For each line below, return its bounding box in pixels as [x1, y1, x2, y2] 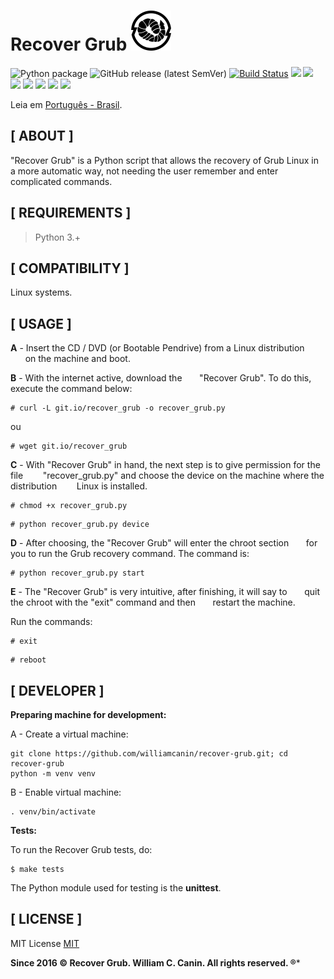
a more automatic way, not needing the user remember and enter [10, 165, 279, 177]
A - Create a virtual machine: [10, 728, 129, 740]
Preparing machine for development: [10, 709, 167, 720]
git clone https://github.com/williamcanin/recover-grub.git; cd [10, 749, 288, 759]
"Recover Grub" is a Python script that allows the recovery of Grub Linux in [10, 154, 319, 166]
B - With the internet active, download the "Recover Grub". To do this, [10, 372, 312, 384]
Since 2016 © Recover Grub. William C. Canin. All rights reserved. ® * [10, 956, 301, 969]
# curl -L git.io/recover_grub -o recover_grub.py [10, 403, 226, 414]
